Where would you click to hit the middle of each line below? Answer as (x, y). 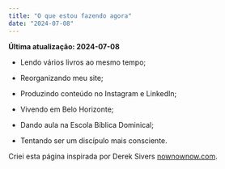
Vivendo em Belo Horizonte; (67, 109)
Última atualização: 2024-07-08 (64, 46)
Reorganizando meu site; (62, 78)
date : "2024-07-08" (41, 23)
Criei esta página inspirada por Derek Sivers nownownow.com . (113, 156)
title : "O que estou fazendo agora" (70, 16)
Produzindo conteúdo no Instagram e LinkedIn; (98, 93)
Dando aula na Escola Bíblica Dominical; (87, 125)
